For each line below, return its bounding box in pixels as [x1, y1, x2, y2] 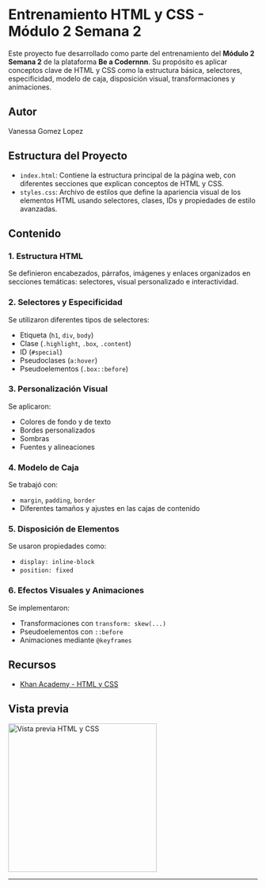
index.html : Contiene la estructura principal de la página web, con [19, 170, 236, 180]
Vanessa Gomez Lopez [8, 126, 84, 135]
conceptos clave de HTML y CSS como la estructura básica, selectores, [8, 65, 243, 74]
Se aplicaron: [8, 402, 51, 411]
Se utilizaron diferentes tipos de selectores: [8, 314, 150, 324]
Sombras [19, 433, 50, 443]
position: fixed [19, 566, 74, 575]
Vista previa [8, 702, 69, 715]
